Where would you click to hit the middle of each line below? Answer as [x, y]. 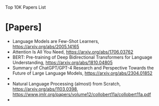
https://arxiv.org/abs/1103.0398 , [45, 89]
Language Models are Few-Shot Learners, [56, 41]
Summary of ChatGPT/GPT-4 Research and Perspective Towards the [83, 67]
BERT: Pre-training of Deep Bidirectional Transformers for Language [82, 57]
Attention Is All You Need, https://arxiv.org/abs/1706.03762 [73, 51]
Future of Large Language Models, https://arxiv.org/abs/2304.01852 [82, 73]
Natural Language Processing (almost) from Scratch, [67, 83]
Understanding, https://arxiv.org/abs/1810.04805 [63, 62]
